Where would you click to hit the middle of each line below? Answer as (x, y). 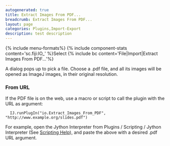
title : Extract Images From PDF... (43, 15)
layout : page (19, 24)
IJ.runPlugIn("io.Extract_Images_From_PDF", (58, 113)
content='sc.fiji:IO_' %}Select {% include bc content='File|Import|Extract (82, 53)
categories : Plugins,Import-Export (43, 29)
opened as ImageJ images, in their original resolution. (62, 74)
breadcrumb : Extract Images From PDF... (49, 19)
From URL (18, 87)
